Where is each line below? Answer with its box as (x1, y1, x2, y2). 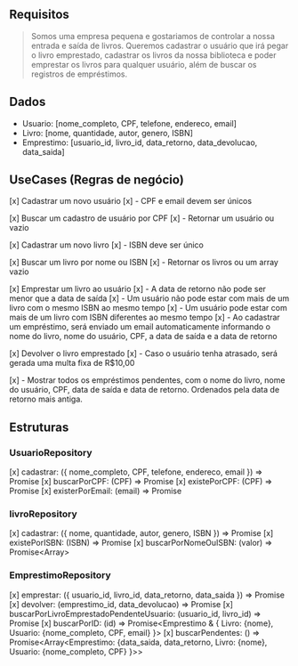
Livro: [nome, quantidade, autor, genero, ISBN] (21, 127, 194, 138)
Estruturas (9, 419, 69, 435)
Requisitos (9, 7, 69, 22)
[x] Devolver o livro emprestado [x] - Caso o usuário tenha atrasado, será (9, 348, 278, 359)
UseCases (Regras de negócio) (9, 173, 184, 188)
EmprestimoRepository (9, 569, 111, 581)
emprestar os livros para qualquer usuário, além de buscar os (30, 59, 257, 69)
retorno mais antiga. (9, 394, 83, 404)
